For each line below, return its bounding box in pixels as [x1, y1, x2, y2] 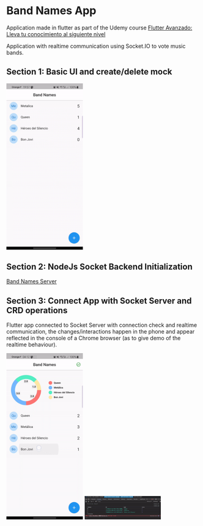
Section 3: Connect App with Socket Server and [6, 295, 192, 306]
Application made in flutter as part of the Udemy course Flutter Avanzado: [6, 24, 193, 31]
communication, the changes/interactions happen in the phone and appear [6, 328, 195, 335]
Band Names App [6, 4, 97, 18]
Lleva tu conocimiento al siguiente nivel [6, 30, 106, 37]
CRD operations [6, 305, 68, 316]
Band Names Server [6, 278, 57, 285]
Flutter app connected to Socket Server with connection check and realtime [6, 321, 197, 329]
